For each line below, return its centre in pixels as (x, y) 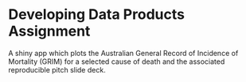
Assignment (49, 31)
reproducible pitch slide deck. (57, 69)
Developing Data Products (97, 15)
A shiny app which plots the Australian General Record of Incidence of (123, 53)
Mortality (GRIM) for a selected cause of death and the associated (117, 61)
